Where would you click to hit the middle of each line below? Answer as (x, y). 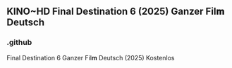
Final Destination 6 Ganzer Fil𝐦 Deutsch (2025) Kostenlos (91, 57)
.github (19, 43)
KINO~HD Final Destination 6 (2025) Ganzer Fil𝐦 (116, 12)
